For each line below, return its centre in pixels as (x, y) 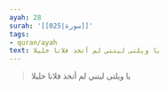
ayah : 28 (25, 17)
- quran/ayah (33, 42)
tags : (19, 34)
